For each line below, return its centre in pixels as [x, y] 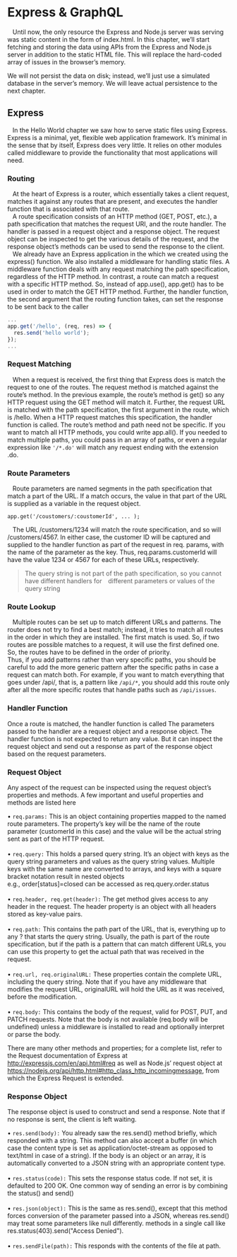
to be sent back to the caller [48, 307]
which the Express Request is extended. [66, 1078]
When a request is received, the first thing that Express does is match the [119, 379]
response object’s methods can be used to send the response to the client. [116, 247]
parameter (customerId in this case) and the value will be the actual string [114, 831]
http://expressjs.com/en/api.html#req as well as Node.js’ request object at [115, 1063]
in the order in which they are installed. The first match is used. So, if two [114, 637]
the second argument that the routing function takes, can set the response [115, 299]
